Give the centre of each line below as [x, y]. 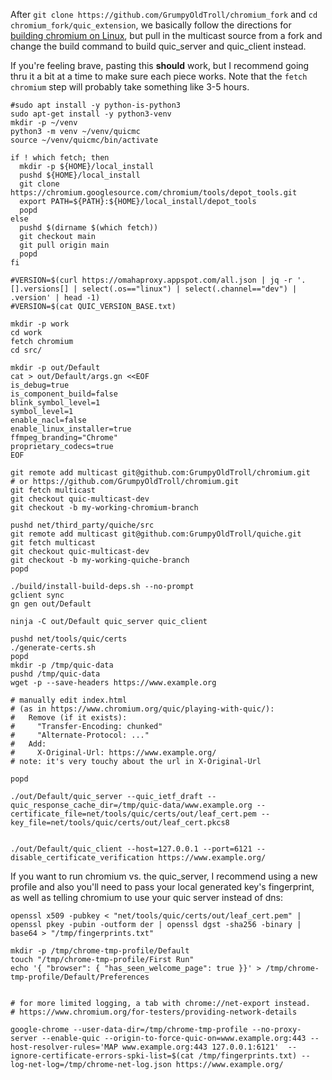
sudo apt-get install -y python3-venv [91, 114]
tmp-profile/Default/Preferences [80, 977]
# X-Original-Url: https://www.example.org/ [113, 753]
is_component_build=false [64, 394]
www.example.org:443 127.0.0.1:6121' [200, 1047]
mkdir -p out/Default [55, 368]
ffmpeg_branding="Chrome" [64, 438]
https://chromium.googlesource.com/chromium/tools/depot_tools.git [154, 193]
